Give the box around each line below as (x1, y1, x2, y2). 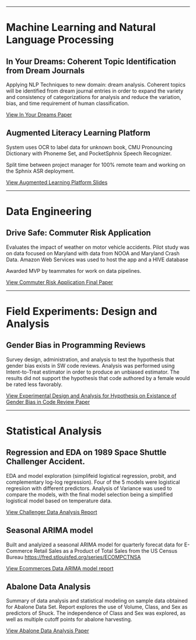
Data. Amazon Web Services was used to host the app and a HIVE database (6, 256, 188, 263)
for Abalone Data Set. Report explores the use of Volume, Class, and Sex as (6, 604, 188, 611)
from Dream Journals (6, 66, 85, 76)
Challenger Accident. (6, 457, 86, 467)
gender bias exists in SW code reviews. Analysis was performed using (6, 362, 175, 369)
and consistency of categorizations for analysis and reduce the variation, (6, 94, 181, 100)
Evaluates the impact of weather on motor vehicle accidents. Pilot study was (6, 244, 190, 251)
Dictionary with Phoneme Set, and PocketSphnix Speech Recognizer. (6, 150, 172, 157)
